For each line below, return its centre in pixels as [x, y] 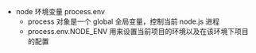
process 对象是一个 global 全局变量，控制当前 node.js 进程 [124, 21]
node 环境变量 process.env [60, 11]
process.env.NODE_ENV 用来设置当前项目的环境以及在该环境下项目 [138, 31]
